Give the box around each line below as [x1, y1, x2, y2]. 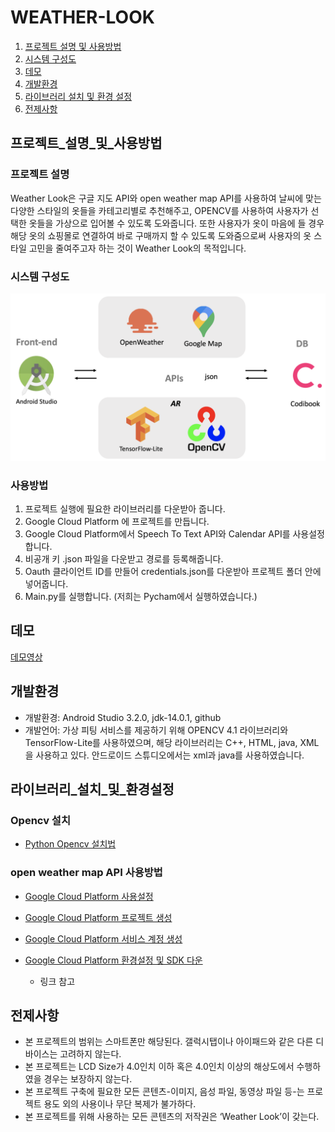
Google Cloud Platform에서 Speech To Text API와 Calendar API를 [24, 527, 291, 540]
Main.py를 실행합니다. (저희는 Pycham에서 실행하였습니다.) [24, 590, 258, 602]
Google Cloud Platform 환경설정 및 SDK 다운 [24, 954, 203, 966]
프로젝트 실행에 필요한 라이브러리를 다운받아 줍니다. [24, 502, 226, 515]
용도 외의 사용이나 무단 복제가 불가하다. [43, 1098, 197, 1110]
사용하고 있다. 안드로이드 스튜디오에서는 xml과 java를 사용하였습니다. [35, 749, 305, 761]
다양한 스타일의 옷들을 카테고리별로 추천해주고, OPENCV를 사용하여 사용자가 [10, 204, 309, 216]
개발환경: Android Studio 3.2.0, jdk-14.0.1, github [24, 711, 222, 723]
